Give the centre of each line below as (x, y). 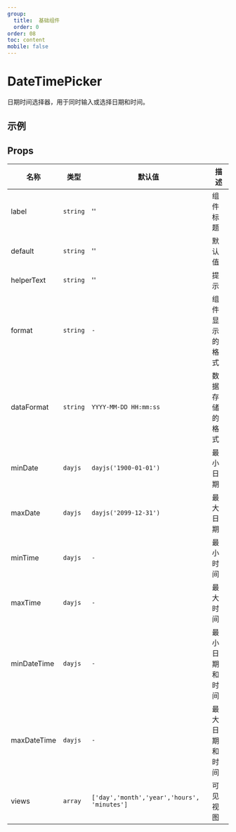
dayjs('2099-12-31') (126, 513)
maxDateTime (33, 740)
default (22, 251)
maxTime (26, 603)
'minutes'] (110, 805)
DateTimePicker (55, 81)
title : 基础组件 (37, 20)
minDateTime (33, 663)
